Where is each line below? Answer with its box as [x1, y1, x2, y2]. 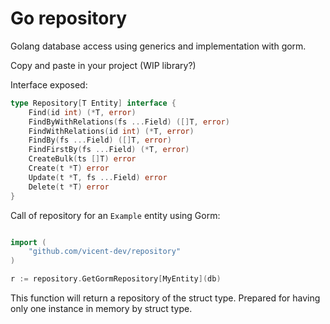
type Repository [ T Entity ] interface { [10, 98, 177, 108]
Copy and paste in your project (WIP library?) [10, 59, 197, 71]
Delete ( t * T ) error [28, 182, 110, 192]
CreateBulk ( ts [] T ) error [28, 154, 137, 164]
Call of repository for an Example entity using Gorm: [10, 209, 221, 221]
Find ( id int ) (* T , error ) [28, 107, 137, 117]
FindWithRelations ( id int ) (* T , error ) [28, 126, 195, 136]
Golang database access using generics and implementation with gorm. [10, 40, 307, 52]
